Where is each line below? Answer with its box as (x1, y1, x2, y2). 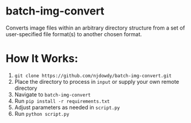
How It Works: (5, 52, 79, 66)
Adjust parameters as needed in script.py (14, 104, 120, 111)
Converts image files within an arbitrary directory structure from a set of (5, 24, 186, 31)
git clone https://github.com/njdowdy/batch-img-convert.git (14, 72, 172, 79)
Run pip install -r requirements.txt (14, 97, 110, 104)
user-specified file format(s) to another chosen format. (5, 30, 143, 37)
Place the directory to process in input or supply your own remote (14, 78, 180, 85)
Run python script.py (14, 110, 70, 117)
